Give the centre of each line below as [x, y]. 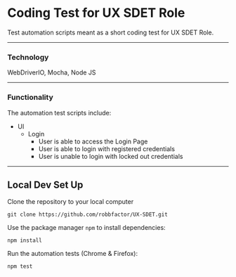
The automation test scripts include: [59, 112]
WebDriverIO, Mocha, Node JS [52, 72]
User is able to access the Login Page [93, 141]
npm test [20, 266]
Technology [28, 57]
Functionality [31, 98]
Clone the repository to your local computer [71, 202]
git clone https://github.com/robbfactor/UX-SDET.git [88, 215]
